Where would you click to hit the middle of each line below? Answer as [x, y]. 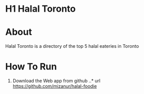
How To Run [31, 67]
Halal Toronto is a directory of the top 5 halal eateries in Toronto [72, 46]
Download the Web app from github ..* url [56, 81]
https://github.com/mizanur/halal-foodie [55, 86]
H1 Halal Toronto [41, 9]
